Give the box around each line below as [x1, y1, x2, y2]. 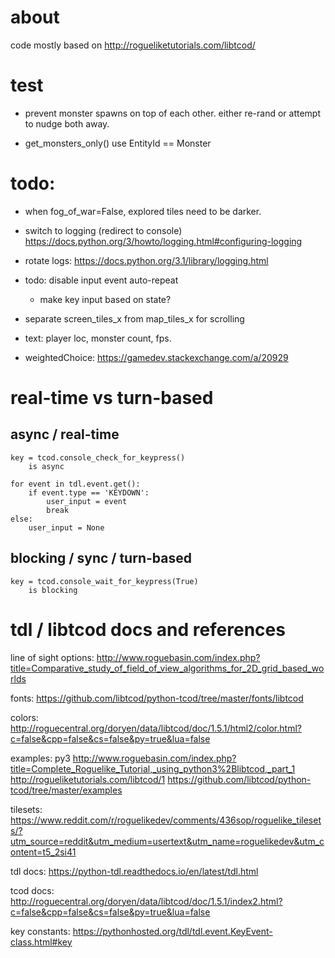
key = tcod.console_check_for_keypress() [10, 452, 186, 463]
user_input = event [46, 496, 128, 506]
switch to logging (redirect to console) [24, 224, 183, 236]
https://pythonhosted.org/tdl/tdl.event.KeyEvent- [72, 925, 273, 937]
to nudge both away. [24, 117, 110, 130]
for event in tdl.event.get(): [10, 479, 141, 489]
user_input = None [28, 522, 105, 533]
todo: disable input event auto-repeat [24, 274, 179, 286]
